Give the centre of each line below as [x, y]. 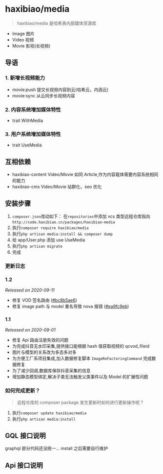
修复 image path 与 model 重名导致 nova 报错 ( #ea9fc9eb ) [71, 307]
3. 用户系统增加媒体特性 [33, 134]
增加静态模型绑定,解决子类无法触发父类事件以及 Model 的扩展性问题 [80, 377]
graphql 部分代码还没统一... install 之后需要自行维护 [57, 449]
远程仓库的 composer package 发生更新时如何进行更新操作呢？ [80, 402]
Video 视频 [23, 40]
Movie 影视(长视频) [31, 46]
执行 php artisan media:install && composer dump [62, 234]
